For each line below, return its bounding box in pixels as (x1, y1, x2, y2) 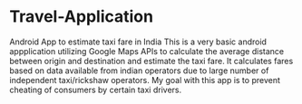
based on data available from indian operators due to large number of (9, 65, 269, 76)
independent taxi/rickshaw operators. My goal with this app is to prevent (9, 74, 281, 85)
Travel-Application (9, 6, 154, 27)
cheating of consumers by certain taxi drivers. (9, 84, 182, 95)
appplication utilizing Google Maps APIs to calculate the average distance (9, 45, 284, 56)
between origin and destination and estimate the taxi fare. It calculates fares (9, 55, 294, 66)
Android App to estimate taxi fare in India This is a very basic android (9, 36, 268, 47)
